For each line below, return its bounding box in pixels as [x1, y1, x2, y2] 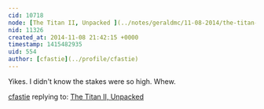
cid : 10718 [8, 11, 44, 20]
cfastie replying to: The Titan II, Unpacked [8, 92, 144, 101]
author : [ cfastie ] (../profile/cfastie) [8, 56, 139, 64]
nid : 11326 [8, 26, 44, 34]
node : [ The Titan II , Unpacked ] [8, 19, 118, 27]
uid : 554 [8, 48, 37, 56]
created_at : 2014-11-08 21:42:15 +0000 [8, 33, 139, 42]
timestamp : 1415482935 [8, 41, 82, 49]
